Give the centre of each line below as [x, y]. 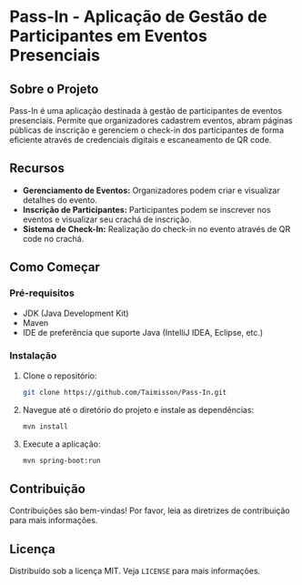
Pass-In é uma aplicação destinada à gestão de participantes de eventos [146, 111]
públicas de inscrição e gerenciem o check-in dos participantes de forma [147, 130]
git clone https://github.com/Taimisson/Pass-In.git [125, 392]
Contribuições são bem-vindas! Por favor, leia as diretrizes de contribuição [150, 510]
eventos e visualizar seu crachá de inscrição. [107, 219]
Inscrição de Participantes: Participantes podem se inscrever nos [146, 209]
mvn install [45, 426]
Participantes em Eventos [108, 36]
